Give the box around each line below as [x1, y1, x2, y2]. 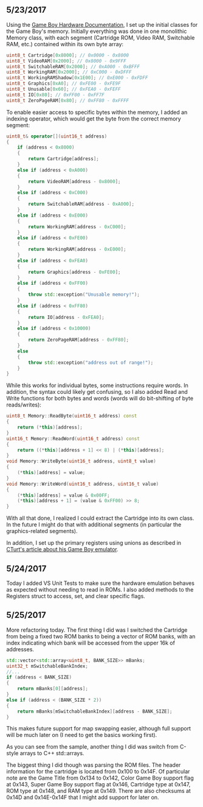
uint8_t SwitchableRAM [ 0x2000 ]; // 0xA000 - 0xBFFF [6, 63, 140, 69]
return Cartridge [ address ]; [28, 156, 99, 162]
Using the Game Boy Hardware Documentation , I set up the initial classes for [6, 21, 198, 28]
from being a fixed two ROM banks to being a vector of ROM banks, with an [6, 632, 196, 640]
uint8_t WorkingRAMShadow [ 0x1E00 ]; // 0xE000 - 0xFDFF [6, 75, 148, 81]
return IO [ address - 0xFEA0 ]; [28, 314, 105, 320]
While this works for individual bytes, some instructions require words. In [6, 382, 188, 389]
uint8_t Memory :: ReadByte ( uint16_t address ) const [6, 413, 137, 419]
